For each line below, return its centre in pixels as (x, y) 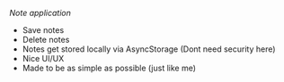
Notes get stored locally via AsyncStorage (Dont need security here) (149, 49)
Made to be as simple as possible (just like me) (109, 68)
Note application (40, 13)
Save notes (43, 30)
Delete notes (46, 40)
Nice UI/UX (43, 58)
